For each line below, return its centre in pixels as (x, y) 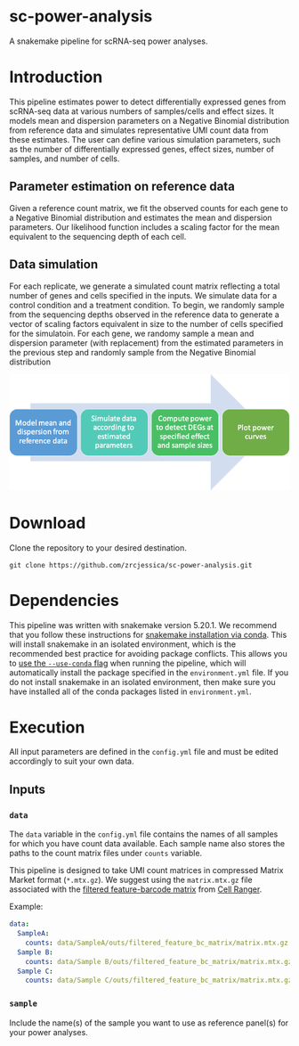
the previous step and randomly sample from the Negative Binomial (133, 352)
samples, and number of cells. (65, 159)
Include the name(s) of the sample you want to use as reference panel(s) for (149, 1023)
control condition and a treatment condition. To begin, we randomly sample (147, 305)
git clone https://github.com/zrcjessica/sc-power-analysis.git (131, 565)
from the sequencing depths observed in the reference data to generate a (145, 315)
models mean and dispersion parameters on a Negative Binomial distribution (149, 120)
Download (48, 523)
